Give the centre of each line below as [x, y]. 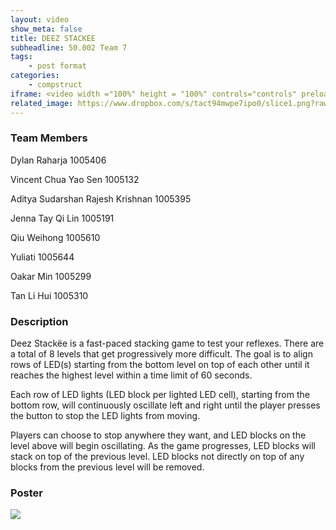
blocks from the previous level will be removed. [107, 467]
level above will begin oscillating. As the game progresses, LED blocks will [163, 446]
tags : [21, 57]
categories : [35, 76]
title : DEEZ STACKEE [53, 38]
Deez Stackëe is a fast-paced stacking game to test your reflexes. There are [167, 343]
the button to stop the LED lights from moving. [105, 416]
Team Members [49, 138]
